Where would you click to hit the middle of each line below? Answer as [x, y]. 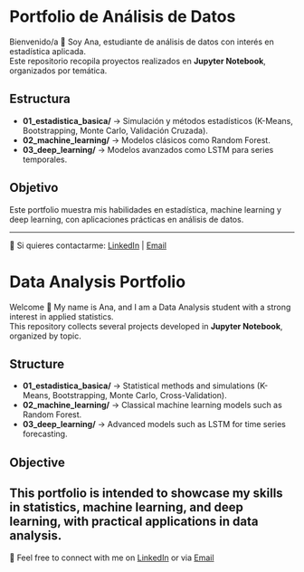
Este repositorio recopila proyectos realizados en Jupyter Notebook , [138, 61]
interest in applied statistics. [62, 316]
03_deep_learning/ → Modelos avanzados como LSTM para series [148, 149]
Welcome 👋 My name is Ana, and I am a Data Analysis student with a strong [150, 307]
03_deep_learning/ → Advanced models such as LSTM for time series [154, 424]
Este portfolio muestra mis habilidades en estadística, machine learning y [146, 209]
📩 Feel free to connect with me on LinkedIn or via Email [112, 558]
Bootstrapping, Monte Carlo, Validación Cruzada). [115, 130]
